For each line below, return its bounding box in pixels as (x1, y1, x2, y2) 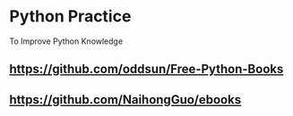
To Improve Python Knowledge (9, 36, 124, 46)
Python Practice (9, 6, 132, 27)
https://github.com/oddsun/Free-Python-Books (9, 62, 284, 77)
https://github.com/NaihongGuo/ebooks (9, 92, 242, 107)
